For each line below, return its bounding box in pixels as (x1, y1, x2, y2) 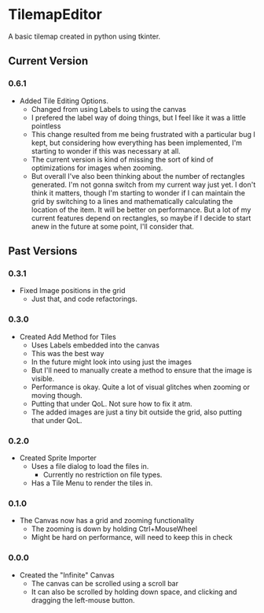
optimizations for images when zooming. (31, 163, 163, 173)
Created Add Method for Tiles (19, 332, 116, 341)
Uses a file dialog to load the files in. (31, 461, 149, 470)
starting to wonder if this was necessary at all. (31, 146, 181, 155)
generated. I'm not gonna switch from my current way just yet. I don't (31, 180, 256, 189)
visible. (31, 373, 55, 383)
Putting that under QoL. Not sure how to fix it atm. (31, 399, 192, 408)
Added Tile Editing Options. (19, 96, 108, 106)
